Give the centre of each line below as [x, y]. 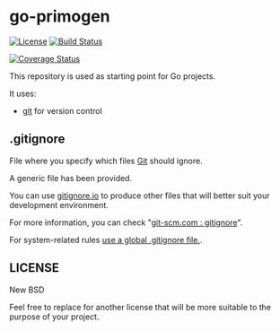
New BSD [27, 290]
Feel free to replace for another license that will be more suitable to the [140, 307]
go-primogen [60, 17]
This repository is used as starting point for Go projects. [113, 76]
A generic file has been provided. [71, 178]
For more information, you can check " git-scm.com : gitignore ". [126, 222]
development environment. [59, 205]
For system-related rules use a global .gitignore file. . [106, 240]
